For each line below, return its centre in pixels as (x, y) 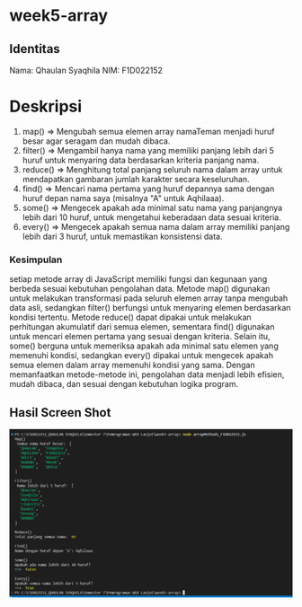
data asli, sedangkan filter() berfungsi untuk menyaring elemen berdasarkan (150, 308)
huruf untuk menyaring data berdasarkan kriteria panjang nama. (141, 160)
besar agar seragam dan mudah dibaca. (96, 141)
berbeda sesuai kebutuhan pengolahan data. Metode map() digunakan (140, 289)
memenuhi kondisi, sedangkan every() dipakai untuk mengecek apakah (142, 356)
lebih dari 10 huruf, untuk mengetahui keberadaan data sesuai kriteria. (151, 217)
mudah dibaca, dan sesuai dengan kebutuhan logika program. (124, 384)
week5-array (59, 16)
